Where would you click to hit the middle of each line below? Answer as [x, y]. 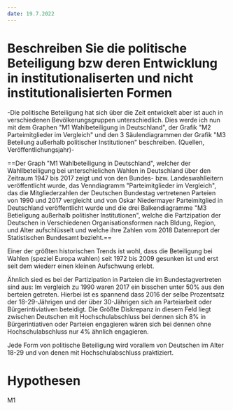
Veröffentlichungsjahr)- [41, 149]
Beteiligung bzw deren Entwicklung [113, 63]
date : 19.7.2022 [31, 14]
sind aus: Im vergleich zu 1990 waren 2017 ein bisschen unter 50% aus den [116, 287]
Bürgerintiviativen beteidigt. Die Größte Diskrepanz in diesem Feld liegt [109, 309]
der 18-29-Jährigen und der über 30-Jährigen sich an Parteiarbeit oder [110, 302]
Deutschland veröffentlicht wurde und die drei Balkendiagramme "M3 [107, 208]
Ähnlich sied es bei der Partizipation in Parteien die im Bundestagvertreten [114, 279]
